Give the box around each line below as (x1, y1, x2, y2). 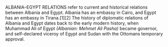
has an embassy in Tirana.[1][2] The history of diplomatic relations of (5, 15, 149, 20)
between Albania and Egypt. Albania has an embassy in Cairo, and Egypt (5, 9, 156, 15)
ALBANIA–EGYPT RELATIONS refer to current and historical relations (5, 4, 148, 10)
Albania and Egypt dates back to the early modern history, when (5, 20, 139, 26)
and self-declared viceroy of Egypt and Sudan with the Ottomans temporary (5, 31, 163, 36)
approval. (5, 36, 25, 42)
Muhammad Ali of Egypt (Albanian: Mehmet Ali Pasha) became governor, (5, 25, 158, 31)
